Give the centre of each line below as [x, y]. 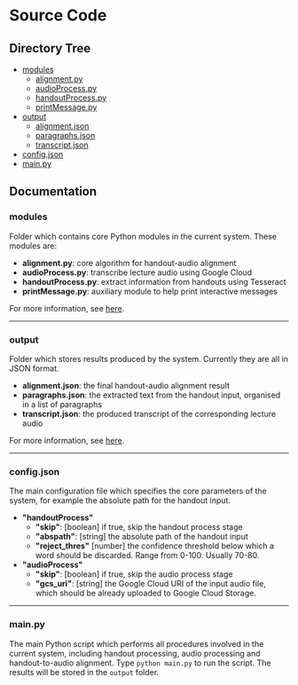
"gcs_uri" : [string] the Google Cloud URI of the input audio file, [150, 584]
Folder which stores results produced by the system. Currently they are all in [149, 358]
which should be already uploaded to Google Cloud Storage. [146, 593]
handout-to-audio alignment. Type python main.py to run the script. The [141, 663]
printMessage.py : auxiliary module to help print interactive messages [149, 291]
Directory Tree [50, 48]
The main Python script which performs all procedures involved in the [137, 643]
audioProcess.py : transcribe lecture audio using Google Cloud [137, 272]
